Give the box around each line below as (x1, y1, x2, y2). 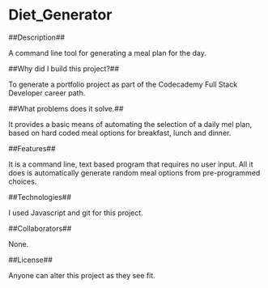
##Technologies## (8, 192, 71, 201)
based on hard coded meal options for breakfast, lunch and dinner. (8, 128, 232, 138)
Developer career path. (8, 87, 86, 98)
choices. (8, 176, 37, 186)
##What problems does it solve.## (8, 104, 124, 113)
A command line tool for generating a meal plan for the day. (8, 48, 206, 57)
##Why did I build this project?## (8, 63, 120, 74)
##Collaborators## (8, 223, 72, 233)
